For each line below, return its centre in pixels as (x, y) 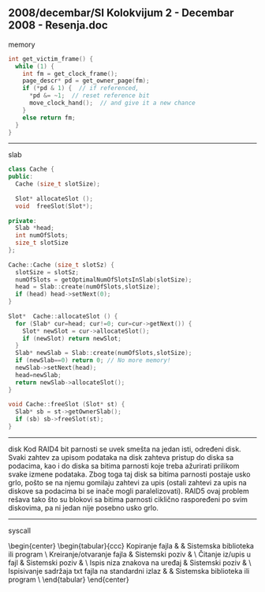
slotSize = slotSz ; (47, 272)
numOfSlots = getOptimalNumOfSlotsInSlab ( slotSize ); (104, 280)
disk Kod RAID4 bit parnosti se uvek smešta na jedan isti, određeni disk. (125, 449)
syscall (20, 530)
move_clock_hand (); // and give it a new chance (112, 103)
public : (21, 177)
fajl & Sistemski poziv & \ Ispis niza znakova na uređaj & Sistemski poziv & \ (130, 562)
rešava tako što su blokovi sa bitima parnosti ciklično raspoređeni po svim (128, 499)
